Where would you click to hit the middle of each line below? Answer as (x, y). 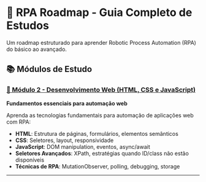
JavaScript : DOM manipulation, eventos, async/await (82, 146)
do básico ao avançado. (37, 49)
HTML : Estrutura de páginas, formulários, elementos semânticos (97, 133)
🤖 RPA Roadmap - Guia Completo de (99, 13)
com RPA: (19, 122)
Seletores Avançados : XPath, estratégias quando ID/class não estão (102, 153)
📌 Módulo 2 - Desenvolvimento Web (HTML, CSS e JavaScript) (101, 90)
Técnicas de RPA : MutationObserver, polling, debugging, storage (97, 166)
